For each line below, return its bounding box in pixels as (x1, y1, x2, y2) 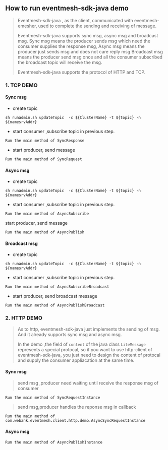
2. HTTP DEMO (5, 314, 43, 322)
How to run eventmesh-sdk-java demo (5, 4, 129, 13)
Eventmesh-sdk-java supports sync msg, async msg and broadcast (17, 32, 158, 38)
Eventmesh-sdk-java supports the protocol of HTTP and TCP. (17, 69, 146, 75)
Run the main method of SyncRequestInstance (5, 395, 100, 400)
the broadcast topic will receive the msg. (17, 59, 102, 65)
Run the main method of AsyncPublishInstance (5, 440, 102, 445)
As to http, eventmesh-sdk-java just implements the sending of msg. (17, 326, 160, 332)
